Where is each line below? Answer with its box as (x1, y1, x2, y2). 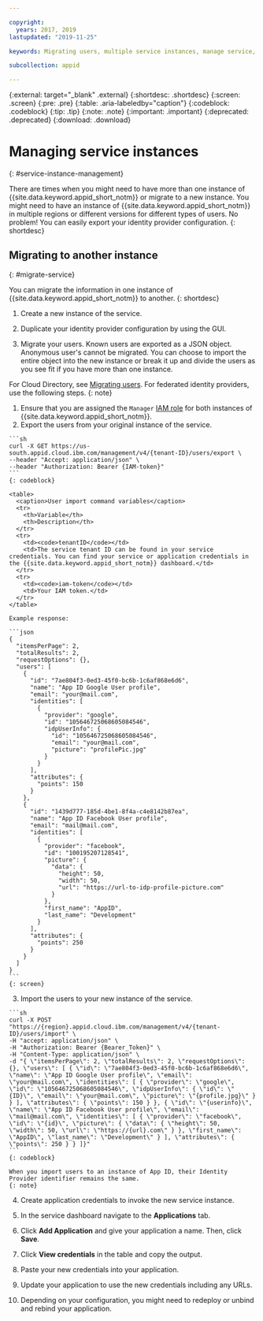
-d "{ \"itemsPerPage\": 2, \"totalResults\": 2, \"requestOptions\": (9, 1057, 246, 1065)
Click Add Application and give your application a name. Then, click (20, 1226, 243, 1235)
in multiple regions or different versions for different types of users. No (9, 210, 239, 219)
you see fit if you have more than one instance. (20, 364, 173, 374)
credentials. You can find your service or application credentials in (9, 553, 249, 560)
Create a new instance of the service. (20, 308, 143, 318)
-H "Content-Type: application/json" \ (9, 1050, 140, 1059)
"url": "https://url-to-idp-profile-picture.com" (58, 884, 224, 891)
